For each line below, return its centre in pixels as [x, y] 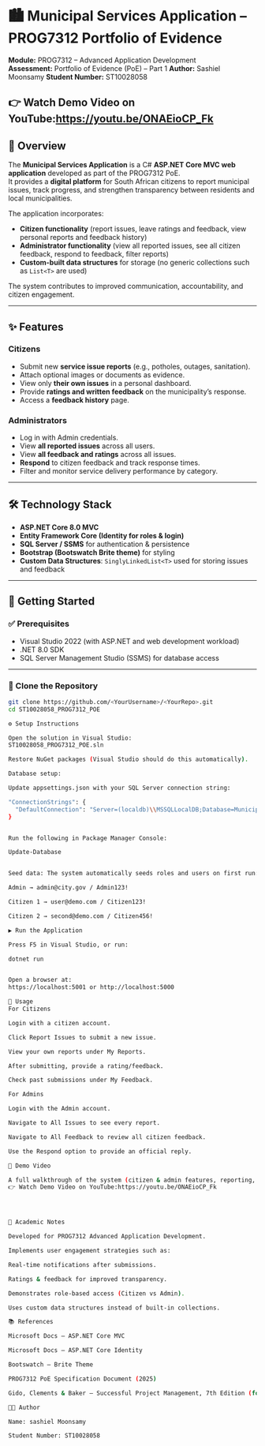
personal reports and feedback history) [83, 238]
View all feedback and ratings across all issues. [98, 455]
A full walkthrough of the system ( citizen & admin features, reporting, [132, 1180]
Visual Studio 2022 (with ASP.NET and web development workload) [129, 641]
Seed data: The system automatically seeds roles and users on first [125, 874]
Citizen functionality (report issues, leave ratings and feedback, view [133, 229]
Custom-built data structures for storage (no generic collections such [134, 263]
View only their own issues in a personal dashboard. [105, 383]
